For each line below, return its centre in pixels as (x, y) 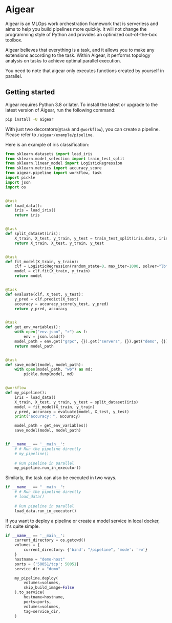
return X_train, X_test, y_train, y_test (59, 243)
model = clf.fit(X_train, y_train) (52, 271)
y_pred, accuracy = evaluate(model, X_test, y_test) (72, 412)
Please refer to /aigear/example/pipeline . (49, 135)
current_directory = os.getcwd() (50, 540)
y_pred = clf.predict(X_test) (47, 299)
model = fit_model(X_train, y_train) (55, 407)
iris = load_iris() (35, 210)
